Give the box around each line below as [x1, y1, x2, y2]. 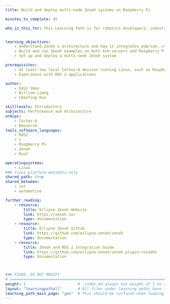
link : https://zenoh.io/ [23, 212, 76, 217]
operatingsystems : [5, 160, 44, 165]
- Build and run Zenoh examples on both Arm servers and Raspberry [14, 49, 159, 54]
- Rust [14, 151, 28, 156]
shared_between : [5, 179, 39, 185]
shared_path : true [5, 175, 44, 180]
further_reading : [5, 198, 42, 203]
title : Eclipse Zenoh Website [23, 207, 87, 212]
